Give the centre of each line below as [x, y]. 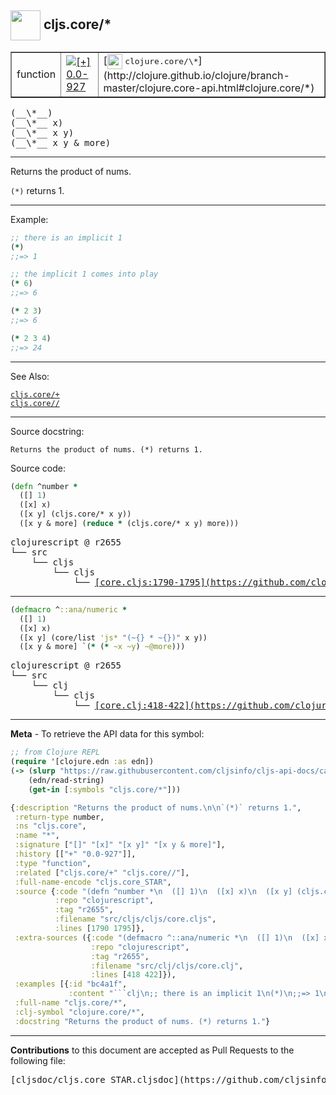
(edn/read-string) [66, 780]
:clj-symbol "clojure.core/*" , [79, 1012]
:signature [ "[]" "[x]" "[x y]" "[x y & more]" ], [120, 845]
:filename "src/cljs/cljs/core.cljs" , [135, 919]
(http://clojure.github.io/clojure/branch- [196, 75]
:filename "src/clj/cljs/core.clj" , [167, 966]
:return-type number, [59, 817]
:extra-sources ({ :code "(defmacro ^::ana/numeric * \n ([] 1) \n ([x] [167, 937]
